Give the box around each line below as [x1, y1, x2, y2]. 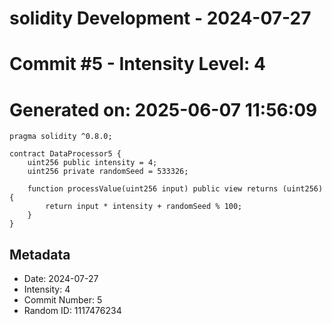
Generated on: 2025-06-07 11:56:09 [9, 98, 318, 121]
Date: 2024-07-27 [23, 273, 99, 285]
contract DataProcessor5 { [9, 149, 122, 159]
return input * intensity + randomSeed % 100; [45, 202, 243, 212]
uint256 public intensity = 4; [27, 158, 158, 168]
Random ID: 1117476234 [23, 305, 122, 317]
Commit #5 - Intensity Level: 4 [9, 53, 266, 76]
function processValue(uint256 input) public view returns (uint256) [27, 184, 324, 194]
